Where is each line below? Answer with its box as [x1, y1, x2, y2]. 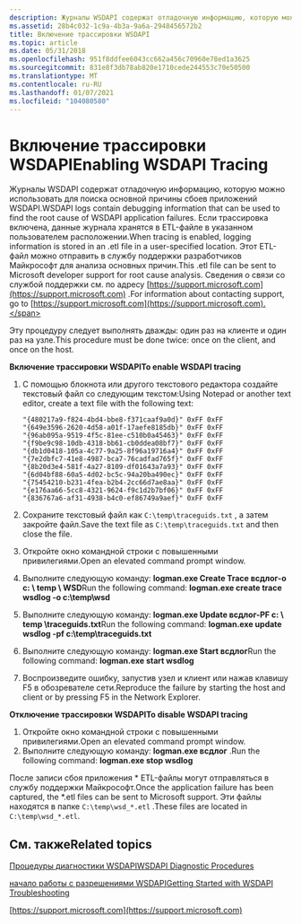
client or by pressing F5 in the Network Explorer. [21, 692, 202, 702]
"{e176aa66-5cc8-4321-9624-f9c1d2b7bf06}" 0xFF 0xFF [21, 486, 224, 495]
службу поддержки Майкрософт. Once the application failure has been [9, 782, 274, 793]
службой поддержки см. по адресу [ [9, 279, 150, 290]
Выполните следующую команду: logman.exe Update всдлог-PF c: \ [21, 609, 284, 620]
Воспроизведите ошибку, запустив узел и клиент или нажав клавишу [21, 673, 288, 684]
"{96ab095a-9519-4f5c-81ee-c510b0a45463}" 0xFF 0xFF [21, 431, 224, 440]
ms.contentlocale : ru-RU [9, 80, 102, 89]
